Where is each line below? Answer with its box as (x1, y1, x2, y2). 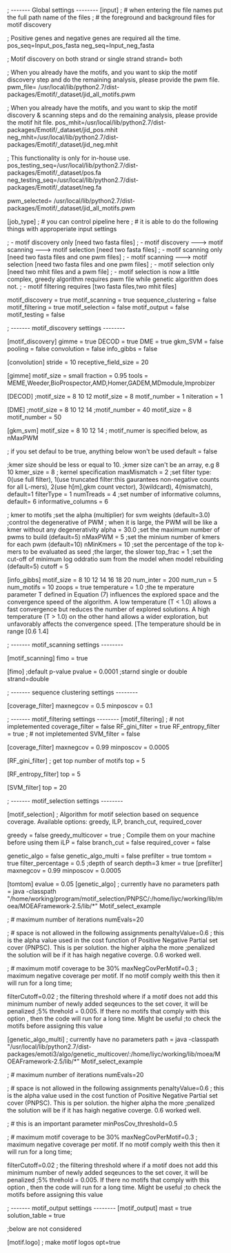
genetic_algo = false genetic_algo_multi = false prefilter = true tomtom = (7, 851, 212, 860)
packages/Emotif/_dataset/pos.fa (7, 169, 101, 177)
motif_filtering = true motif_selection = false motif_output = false (7, 303, 190, 311)
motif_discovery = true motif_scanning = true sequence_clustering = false (7, 296, 217, 304)
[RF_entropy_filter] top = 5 (7, 770, 81, 778)
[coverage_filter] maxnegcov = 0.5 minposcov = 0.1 (7, 702, 153, 710)
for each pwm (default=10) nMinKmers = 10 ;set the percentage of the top (7, 540, 217, 548)
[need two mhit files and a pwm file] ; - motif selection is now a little (7, 268, 200, 276)
